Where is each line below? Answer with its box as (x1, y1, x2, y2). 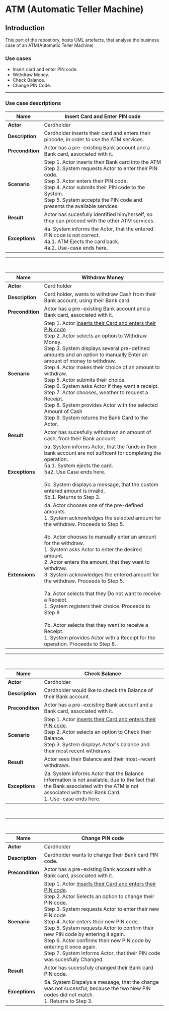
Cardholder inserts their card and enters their (44, 130, 151, 137)
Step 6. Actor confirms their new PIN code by (44, 937, 151, 944)
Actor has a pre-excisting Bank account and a (44, 701, 153, 708)
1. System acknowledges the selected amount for (44, 514, 161, 521)
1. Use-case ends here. (44, 795, 101, 802)
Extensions (8, 571, 35, 578)
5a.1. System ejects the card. (44, 462, 113, 469)
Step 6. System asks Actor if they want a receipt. (44, 382, 159, 389)
